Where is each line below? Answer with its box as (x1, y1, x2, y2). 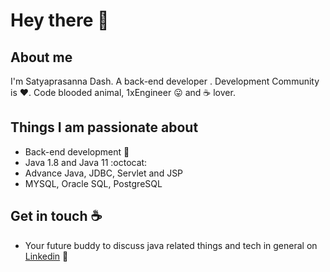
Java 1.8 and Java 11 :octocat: (24, 156, 148, 168)
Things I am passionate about (10, 119, 199, 136)
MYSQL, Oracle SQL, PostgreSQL (24, 177, 163, 189)
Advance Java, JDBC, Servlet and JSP (24, 167, 184, 179)
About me (10, 49, 73, 66)
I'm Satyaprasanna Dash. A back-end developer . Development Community (10, 75, 320, 87)
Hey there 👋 (10, 9, 110, 32)
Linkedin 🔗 (24, 250, 69, 262)
